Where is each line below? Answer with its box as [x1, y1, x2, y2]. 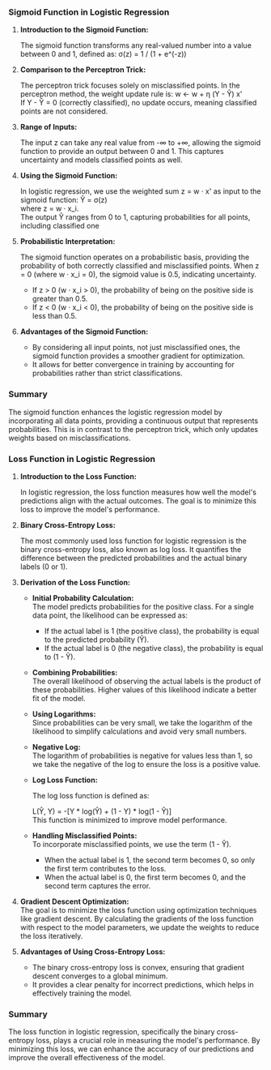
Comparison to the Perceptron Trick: [19, 65, 146, 75]
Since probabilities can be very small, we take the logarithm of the [32, 717, 253, 727]
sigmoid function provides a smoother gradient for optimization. [32, 351, 245, 361]
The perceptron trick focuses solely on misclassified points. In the [19, 80, 240, 91]
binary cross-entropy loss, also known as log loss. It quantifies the [19, 544, 242, 554]
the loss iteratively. [19, 931, 83, 940]
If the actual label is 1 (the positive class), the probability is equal [44, 626, 260, 636]
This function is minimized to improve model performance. [32, 815, 227, 824]
